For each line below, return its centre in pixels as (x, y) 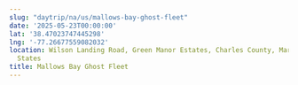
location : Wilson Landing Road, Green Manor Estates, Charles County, (142, 50)
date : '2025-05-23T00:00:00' (63, 26)
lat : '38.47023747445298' (57, 34)
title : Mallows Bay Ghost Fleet (69, 67)
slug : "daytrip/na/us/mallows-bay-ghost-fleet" (99, 17)
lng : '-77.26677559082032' (59, 42)
